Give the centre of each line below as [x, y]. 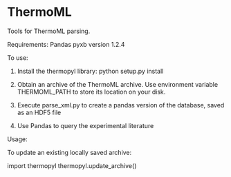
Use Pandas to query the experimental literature [85, 125]
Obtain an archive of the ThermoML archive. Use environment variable [118, 84]
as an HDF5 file [39, 112]
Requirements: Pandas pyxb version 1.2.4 [66, 44]
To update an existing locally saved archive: [70, 152]
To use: [18, 58]
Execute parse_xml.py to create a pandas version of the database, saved [121, 105]
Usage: [17, 139]
